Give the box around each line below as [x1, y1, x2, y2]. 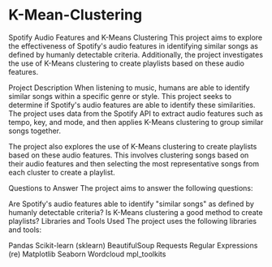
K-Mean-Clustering [8, 6, 143, 24]
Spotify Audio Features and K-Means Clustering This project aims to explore [8, 32, 263, 42]
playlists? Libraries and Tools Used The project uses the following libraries [8, 216, 257, 226]
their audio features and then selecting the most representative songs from [8, 158, 260, 168]
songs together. [8, 126, 62, 136]
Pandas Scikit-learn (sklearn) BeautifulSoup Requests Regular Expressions [8, 240, 258, 250]
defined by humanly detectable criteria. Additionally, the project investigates [8, 50, 264, 59]
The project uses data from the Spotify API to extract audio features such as [8, 108, 264, 118]
